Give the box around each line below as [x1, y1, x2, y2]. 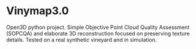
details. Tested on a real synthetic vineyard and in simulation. [6, 36, 157, 43]
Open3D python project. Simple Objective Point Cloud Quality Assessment [6, 24, 190, 31]
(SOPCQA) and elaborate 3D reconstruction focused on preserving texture [6, 30, 190, 37]
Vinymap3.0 [6, 4, 69, 18]
